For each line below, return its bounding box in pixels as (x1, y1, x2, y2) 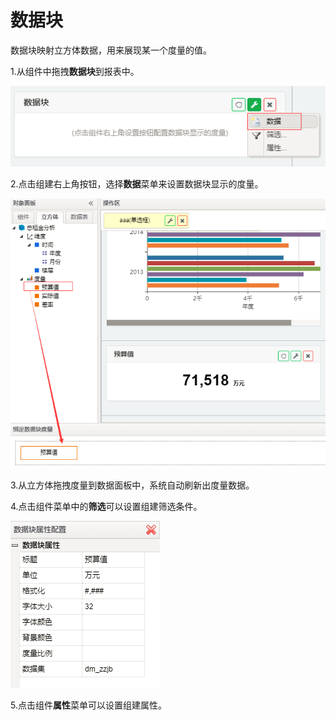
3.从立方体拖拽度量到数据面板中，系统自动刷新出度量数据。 (10, 479, 255, 491)
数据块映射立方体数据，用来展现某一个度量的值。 (10, 44, 212, 56)
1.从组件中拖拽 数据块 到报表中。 (10, 65, 140, 77)
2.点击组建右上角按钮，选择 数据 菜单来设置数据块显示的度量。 (10, 177, 264, 190)
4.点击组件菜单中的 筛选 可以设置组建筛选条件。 (10, 500, 203, 512)
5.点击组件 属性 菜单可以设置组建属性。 (10, 699, 167, 711)
